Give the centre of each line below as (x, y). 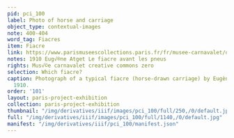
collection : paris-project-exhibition (63, 105)
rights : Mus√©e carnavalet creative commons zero (81, 66)
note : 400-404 (28, 33)
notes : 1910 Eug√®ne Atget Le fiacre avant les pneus (87, 59)
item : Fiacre (26, 46)
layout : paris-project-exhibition (57, 98)
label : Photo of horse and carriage (60, 20)
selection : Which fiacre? (45, 72)
